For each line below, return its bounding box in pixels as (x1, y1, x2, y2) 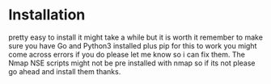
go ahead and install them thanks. (8, 66, 121, 76)
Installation (8, 6, 86, 24)
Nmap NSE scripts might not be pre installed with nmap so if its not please (8, 58, 256, 68)
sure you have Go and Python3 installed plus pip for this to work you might (8, 40, 257, 50)
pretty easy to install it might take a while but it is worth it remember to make (8, 32, 263, 42)
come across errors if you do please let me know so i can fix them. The (8, 49, 245, 59)
